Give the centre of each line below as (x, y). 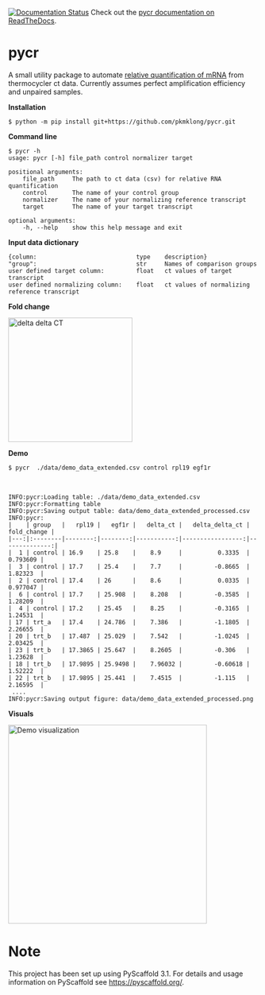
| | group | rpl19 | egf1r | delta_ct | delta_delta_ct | (129, 525)
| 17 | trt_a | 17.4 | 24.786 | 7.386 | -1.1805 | (129, 622)
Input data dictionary (44, 242)
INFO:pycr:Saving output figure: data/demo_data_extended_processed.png (131, 699)
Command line (33, 136)
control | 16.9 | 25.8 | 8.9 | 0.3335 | (141, 553)
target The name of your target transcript (108, 207)
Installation (27, 107)
